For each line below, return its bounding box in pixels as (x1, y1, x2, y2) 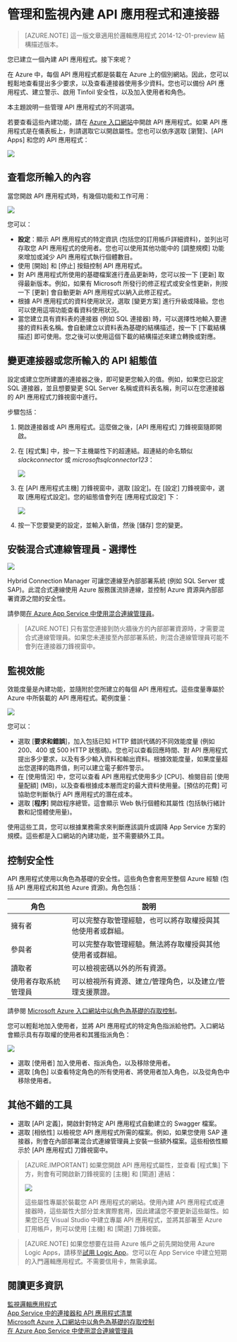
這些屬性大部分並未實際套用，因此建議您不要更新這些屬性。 (49, 1206, 223, 1215)
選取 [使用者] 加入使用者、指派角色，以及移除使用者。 (17, 1058, 174, 1067)
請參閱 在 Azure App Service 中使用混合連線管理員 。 (7, 609, 159, 618)
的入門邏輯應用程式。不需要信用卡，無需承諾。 (24, 1256, 161, 1266)
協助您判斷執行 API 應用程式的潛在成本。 (17, 790, 137, 799)
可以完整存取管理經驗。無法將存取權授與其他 (71, 940, 221, 949)
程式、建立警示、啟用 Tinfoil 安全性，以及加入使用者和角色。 (13, 88, 190, 96)
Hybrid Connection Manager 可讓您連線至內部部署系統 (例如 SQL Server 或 (7, 577, 225, 585)
